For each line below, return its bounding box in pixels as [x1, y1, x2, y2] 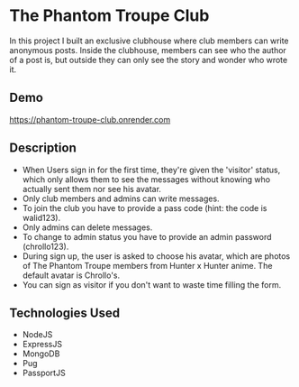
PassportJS [22, 367, 66, 379]
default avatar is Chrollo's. [22, 270, 121, 281]
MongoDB [22, 348, 60, 359]
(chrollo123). [22, 241, 69, 252]
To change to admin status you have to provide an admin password [22, 231, 272, 242]
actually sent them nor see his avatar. [22, 183, 162, 194]
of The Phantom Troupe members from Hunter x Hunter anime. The [22, 260, 273, 271]
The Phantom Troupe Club [9, 5, 210, 26]
